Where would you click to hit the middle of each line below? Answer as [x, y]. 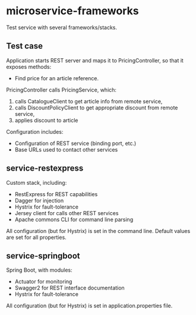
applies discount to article [46, 120]
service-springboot [43, 256]
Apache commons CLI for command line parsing [74, 219]
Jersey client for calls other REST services [67, 213]
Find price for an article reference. [57, 78]
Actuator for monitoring [43, 282]
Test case [25, 46]
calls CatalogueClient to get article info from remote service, [88, 101]
